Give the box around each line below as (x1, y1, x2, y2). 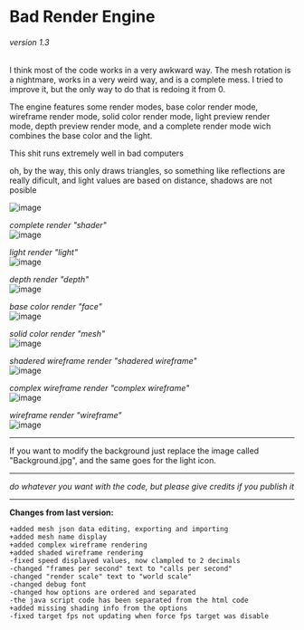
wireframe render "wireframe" (9, 410, 122, 421)
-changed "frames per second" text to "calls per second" (9, 564, 233, 574)
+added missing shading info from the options (9, 604, 188, 613)
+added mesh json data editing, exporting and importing (9, 525, 229, 534)
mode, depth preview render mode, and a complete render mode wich (9, 120, 271, 132)
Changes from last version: (9, 507, 114, 518)
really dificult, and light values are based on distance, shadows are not (9, 175, 273, 186)
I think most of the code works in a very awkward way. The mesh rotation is (9, 65, 291, 76)
